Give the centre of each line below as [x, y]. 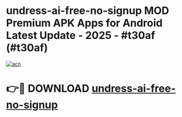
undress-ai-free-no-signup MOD [88, 11]
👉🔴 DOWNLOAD [48, 89]
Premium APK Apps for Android [84, 23]
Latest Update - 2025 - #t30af [81, 36]
